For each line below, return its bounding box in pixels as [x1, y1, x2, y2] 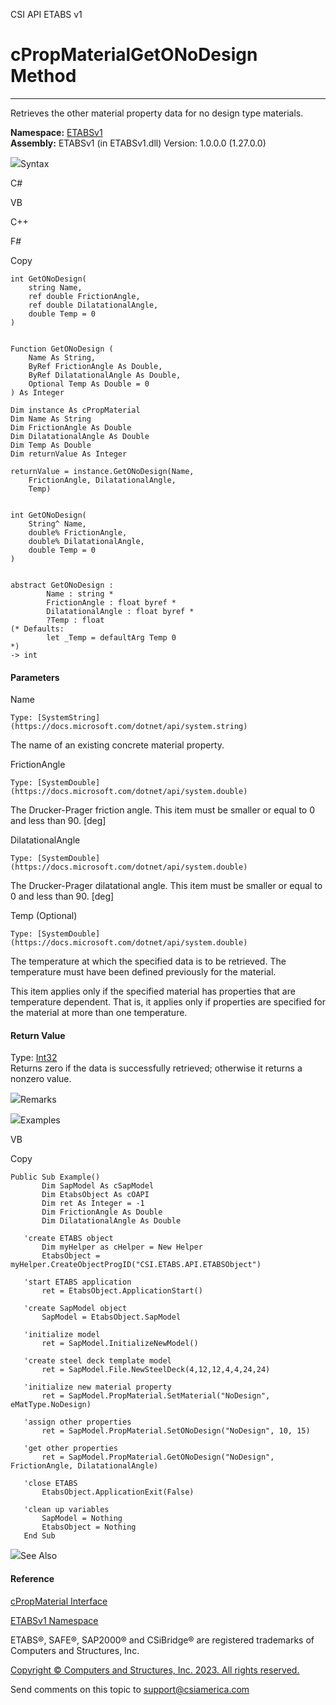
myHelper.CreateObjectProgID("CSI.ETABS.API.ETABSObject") [10, 1260, 262, 1270]
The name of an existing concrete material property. [10, 739, 225, 751]
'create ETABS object [23, 1234, 114, 1244]
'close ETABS [23, 1479, 78, 1489]
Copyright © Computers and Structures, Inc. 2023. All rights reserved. [10, 1664, 300, 1676]
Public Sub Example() [10, 1172, 101, 1183]
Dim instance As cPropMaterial [10, 405, 141, 415]
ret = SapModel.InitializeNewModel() [41, 1339, 199, 1349]
